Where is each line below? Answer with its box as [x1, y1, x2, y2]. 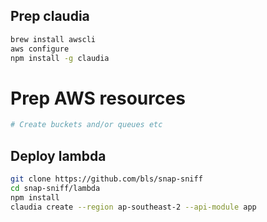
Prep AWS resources [10, 87, 186, 109]
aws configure [10, 44, 70, 54]
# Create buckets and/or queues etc [10, 120, 163, 130]
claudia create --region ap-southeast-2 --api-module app [10, 202, 257, 212]
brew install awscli [10, 34, 97, 44]
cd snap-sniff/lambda [10, 183, 101, 193]
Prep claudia [10, 8, 90, 25]
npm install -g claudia [10, 53, 110, 63]
